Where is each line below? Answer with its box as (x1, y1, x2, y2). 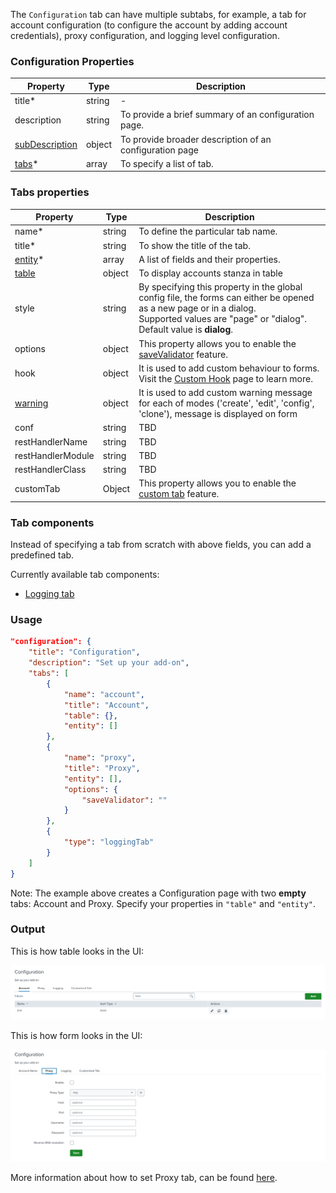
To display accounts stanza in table (138, 267, 283, 279)
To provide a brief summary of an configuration (120, 109, 315, 121)
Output (10, 922, 46, 936)
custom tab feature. (138, 488, 220, 500)
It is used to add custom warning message (138, 387, 313, 399)
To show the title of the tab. (138, 239, 251, 251)
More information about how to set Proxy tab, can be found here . (10, 1172, 278, 1184)
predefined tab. (10, 549, 75, 561)
